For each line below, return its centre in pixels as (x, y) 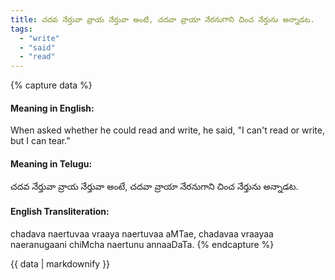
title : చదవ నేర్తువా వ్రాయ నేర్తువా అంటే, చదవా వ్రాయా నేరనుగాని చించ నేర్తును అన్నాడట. (162, 19)
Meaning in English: (52, 108)
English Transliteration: (60, 212)
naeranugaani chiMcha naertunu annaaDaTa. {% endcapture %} (142, 244)
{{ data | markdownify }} (60, 263)
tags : (21, 29)
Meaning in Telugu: (51, 163)
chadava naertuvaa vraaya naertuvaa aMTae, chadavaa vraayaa (142, 233)
